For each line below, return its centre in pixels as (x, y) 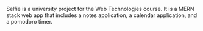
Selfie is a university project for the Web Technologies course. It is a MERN (100, 9)
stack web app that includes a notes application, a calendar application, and (102, 15)
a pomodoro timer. (30, 22)
